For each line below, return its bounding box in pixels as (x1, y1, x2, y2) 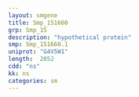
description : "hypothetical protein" (8, 33, 132, 41)
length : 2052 (8, 56, 55, 63)
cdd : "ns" (8, 63, 41, 70)
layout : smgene (8, 11, 58, 20)
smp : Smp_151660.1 (8, 41, 68, 48)
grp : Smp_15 (8, 26, 47, 34)
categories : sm (8, 77, 58, 84)
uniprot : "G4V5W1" (8, 48, 68, 56)
